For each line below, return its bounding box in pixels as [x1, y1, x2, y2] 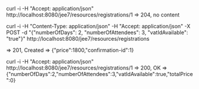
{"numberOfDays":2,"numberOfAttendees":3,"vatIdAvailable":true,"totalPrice [6, 71, 193, 77]
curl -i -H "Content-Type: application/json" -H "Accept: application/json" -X [6, 23, 191, 29]
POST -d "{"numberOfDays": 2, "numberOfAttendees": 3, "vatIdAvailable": [6, 29, 188, 36]
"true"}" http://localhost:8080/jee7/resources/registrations [6, 35, 150, 42]
